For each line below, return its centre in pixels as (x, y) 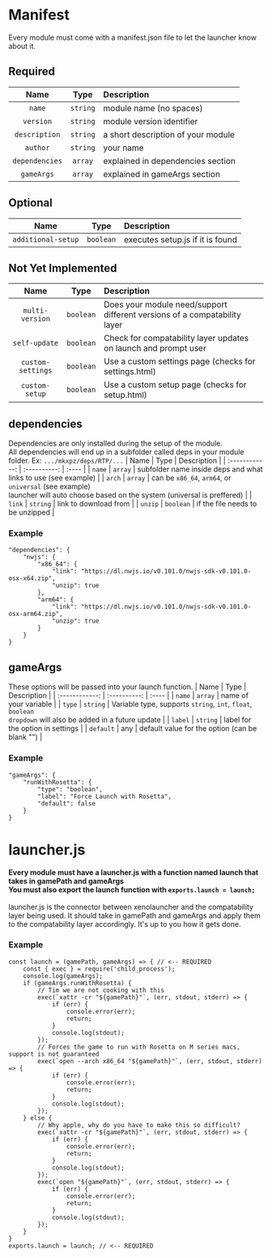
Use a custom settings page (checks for (180, 361)
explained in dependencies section (170, 161)
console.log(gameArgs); (63, 976)
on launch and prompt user (155, 348)
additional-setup (46, 239)
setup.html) (125, 395)
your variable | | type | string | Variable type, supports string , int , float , (130, 704)
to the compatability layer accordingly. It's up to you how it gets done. (125, 924)
